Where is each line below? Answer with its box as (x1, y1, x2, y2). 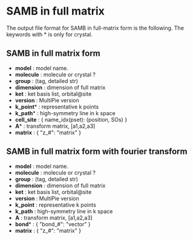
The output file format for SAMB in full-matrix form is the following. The (6, 24, 185, 32)
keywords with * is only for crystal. (6, 30, 93, 38)
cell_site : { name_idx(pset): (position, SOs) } (15, 116, 128, 123)
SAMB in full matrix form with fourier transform (6, 147, 188, 157)
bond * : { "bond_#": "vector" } (15, 220, 91, 228)
